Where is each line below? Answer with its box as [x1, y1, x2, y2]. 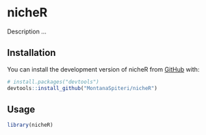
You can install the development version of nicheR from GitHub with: [7, 65, 200, 73]
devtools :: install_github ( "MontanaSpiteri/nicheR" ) [7, 85, 157, 91]
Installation [7, 47, 56, 59]
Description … [7, 27, 47, 35]
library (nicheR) [7, 121, 53, 129]
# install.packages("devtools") [7, 78, 99, 85]
